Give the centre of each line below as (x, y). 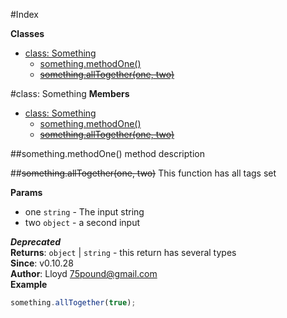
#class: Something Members (70, 93)
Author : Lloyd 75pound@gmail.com (84, 273)
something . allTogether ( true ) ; (73, 303)
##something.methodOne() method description (107, 153)
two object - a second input (82, 222)
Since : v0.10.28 (42, 263)
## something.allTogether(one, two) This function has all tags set (143, 173)
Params (26, 192)
